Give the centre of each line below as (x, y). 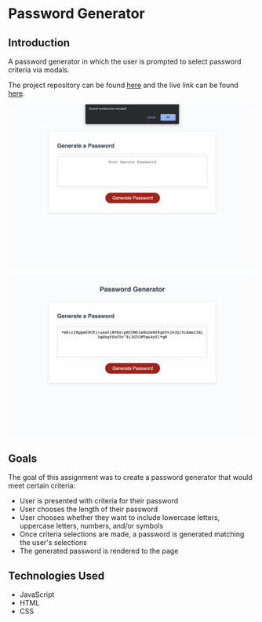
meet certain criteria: (42, 486)
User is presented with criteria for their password (99, 501)
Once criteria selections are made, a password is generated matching (132, 534)
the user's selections (53, 543)
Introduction (39, 43)
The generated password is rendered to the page (99, 551)
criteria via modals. (39, 70)
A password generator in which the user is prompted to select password (125, 61)
